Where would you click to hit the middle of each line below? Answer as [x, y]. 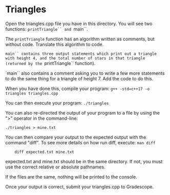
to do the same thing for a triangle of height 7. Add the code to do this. [79, 78]
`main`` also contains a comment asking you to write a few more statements [85, 73]
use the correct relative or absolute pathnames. [55, 167]
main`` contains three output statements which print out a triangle [81, 54]
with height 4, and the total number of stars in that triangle [75, 58]
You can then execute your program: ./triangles [57, 103]
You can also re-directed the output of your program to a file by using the [83, 113]
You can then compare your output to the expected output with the [76, 137]
